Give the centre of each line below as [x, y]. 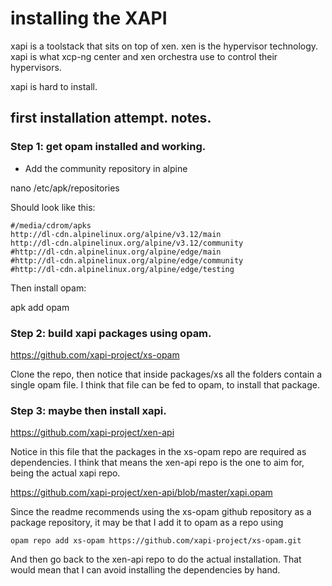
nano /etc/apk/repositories [65, 188]
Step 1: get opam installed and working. [108, 147]
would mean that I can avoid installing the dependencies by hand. [145, 570]
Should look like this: [53, 207]
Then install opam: [48, 288]
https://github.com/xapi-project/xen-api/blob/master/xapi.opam [141, 493]
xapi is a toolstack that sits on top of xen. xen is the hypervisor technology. [164, 46]
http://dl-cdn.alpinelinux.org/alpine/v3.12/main [116, 234]
